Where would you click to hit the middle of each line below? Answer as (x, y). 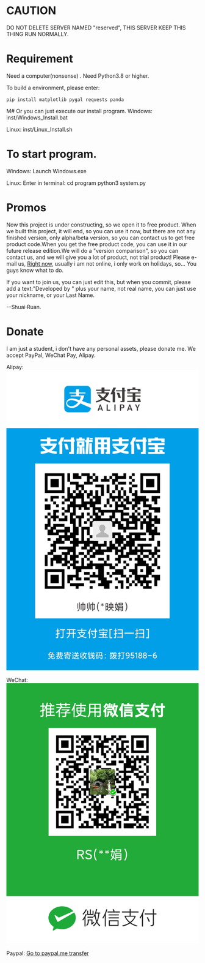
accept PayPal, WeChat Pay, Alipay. (51, 355)
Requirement (40, 59)
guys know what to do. (35, 270)
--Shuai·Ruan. (24, 307)
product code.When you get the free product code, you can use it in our (97, 244)
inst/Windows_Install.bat (37, 118)
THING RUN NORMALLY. (38, 34)
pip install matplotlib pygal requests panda (65, 99)
